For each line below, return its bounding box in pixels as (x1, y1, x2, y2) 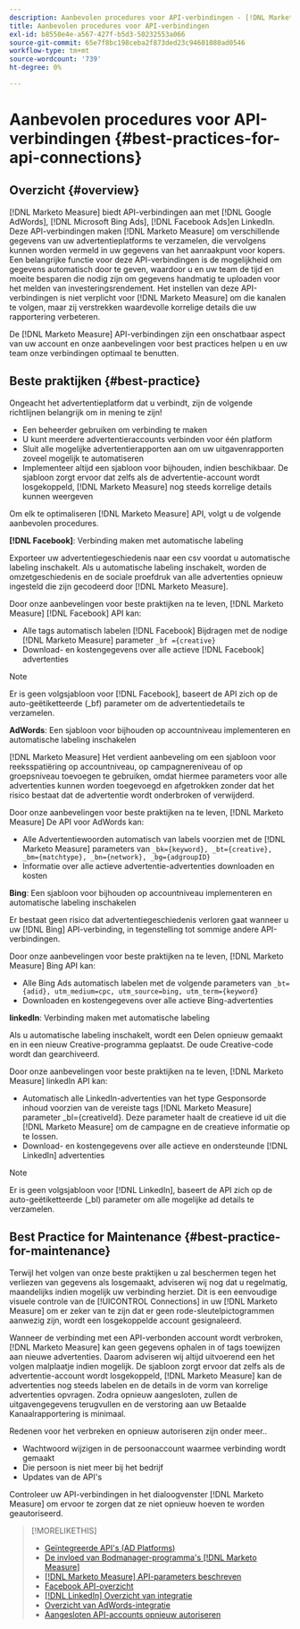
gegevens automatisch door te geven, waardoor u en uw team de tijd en (9, 263, 274, 274)
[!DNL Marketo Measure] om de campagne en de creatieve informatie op (21, 1121, 290, 1132)
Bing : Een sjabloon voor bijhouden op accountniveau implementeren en (9, 887, 272, 898)
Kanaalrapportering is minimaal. (9, 1408, 127, 1419)
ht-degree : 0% (9, 64, 62, 72)
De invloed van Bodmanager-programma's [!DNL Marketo (44, 1552, 257, 1563)
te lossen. (21, 1130, 59, 1141)
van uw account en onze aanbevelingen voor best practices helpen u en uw (9, 337, 288, 349)
